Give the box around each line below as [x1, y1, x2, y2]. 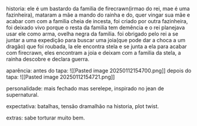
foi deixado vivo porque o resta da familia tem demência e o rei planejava [6, 24, 185, 31]
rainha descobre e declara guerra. [6, 56, 90, 62]
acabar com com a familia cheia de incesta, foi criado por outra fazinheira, [6, 18, 188, 24]
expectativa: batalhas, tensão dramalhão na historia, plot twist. [6, 103, 159, 109]
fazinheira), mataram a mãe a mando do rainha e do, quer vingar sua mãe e [6, 11, 190, 18]
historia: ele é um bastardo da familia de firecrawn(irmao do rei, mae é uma [6, 5, 190, 12]
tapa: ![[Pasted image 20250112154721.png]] [6, 74, 115, 80]
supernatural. [6, 92, 39, 98]
